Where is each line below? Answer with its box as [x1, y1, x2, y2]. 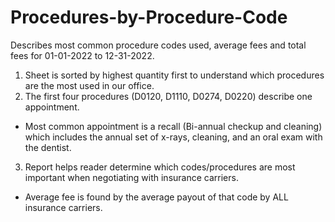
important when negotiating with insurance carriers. [24, 171, 239, 183]
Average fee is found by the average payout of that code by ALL [24, 191, 289, 203]
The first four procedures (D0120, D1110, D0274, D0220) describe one [24, 90, 313, 102]
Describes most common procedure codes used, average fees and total [10, 39, 307, 51]
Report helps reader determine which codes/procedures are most [24, 161, 296, 173]
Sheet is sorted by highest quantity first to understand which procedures [24, 69, 325, 81]
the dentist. [24, 141, 72, 153]
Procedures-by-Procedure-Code [10, 6, 288, 29]
